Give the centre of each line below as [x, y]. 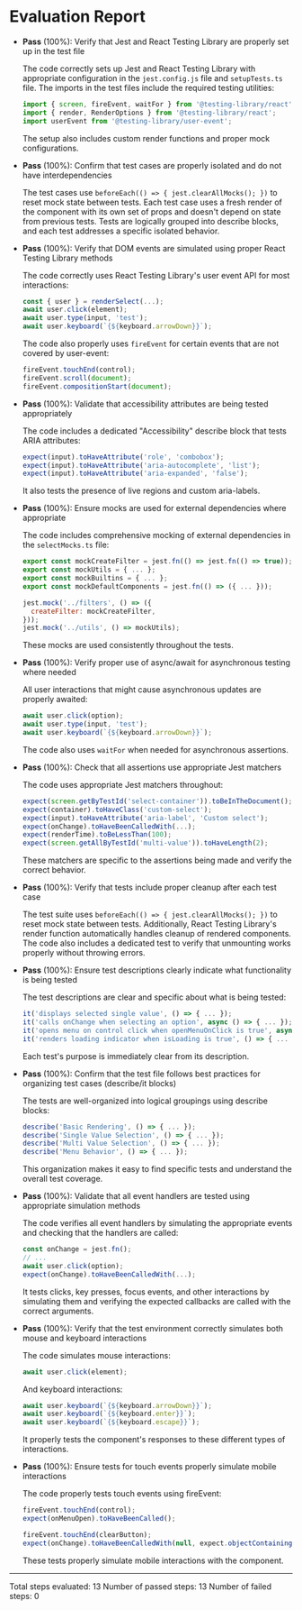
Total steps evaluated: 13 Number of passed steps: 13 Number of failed [141, 1586]
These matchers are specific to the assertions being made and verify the [157, 860]
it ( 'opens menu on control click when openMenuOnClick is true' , [147, 1030]
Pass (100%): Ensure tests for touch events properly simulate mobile [149, 1467]
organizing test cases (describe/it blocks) [99, 1083]
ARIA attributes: [51, 440]
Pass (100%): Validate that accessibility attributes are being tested [145, 404]
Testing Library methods [68, 258]
